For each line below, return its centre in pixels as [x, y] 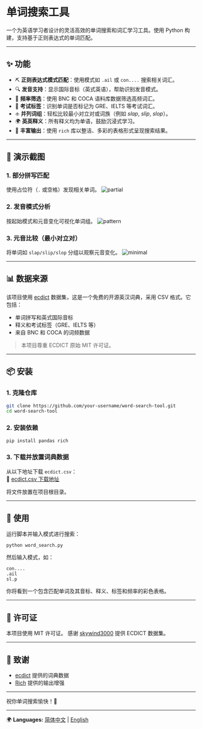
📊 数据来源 [27, 279]
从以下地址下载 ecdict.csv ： [41, 471]
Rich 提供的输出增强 [40, 683]
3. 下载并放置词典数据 [38, 457]
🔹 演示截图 [26, 157]
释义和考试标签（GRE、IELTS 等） [57, 325]
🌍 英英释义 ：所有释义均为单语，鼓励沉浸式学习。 [76, 121]
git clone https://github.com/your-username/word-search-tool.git [91, 406]
